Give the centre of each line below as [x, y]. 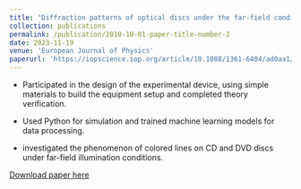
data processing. [53, 130]
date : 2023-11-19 [42, 43]
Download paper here [49, 175]
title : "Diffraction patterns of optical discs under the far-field [140, 17]
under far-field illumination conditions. [93, 157]
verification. [44, 103]
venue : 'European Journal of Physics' [82, 51]
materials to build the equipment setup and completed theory [135, 94]
